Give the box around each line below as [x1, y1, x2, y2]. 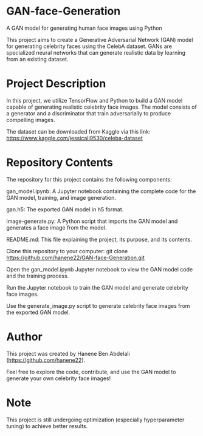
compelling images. [6, 116, 56, 123]
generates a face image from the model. [6, 223, 107, 231]
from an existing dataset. [6, 55, 69, 63]
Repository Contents [6, 156, 114, 169]
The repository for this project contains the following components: [6, 175, 172, 183]
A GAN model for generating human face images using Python [6, 24, 162, 32]
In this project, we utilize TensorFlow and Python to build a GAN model [6, 97, 183, 104]
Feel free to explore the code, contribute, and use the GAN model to [6, 368, 176, 375]
